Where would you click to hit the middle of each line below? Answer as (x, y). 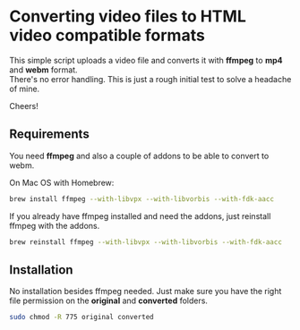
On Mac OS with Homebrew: (62, 182)
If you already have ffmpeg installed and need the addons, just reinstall (140, 216)
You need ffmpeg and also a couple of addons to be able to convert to (139, 156)
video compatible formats (107, 35)
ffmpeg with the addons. (55, 225)
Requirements (49, 135)
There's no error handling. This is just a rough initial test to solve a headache (150, 79)
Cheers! (24, 106)
